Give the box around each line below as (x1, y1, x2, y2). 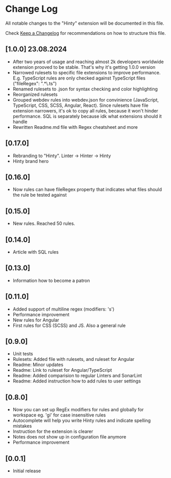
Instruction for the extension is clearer (12, 428, 94, 434)
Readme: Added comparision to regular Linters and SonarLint (12, 373, 142, 379)
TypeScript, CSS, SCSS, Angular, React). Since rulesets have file (12, 102, 148, 108)
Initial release (12, 468, 41, 474)
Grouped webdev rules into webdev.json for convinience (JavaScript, (12, 97, 159, 103)
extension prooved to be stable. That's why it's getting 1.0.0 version (12, 64, 156, 70)
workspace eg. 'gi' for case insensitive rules (12, 412, 106, 418)
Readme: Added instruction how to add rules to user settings (12, 378, 141, 384)
